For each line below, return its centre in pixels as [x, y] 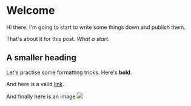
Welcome [31, 11]
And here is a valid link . [35, 84]
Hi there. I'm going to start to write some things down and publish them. [96, 27]
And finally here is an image [41, 96]
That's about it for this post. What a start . [58, 39]
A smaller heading [42, 58]
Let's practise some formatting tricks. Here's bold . [69, 72]
